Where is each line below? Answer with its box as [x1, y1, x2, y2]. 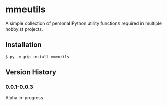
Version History [5, 68, 56, 77]
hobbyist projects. [5, 25, 43, 32]
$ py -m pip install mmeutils [5, 54, 70, 59]
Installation [5, 41, 42, 49]
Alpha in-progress [5, 95, 43, 101]
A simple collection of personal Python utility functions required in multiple [5, 20, 162, 26]
